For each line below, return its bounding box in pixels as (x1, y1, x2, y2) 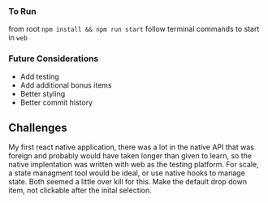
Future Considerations (8, 53, 99, 64)
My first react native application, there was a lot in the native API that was (8, 142, 254, 152)
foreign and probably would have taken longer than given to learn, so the (8, 151, 252, 161)
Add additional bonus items (19, 80, 112, 90)
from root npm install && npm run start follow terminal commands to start (8, 24, 260, 34)
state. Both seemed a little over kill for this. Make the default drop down (8, 177, 248, 187)
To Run (8, 6, 37, 17)
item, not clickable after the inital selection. (8, 185, 152, 196)
